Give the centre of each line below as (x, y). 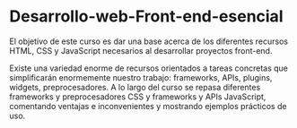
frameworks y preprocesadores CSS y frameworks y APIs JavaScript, (138, 97)
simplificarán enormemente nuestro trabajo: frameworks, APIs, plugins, (141, 77)
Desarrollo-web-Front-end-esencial (146, 17)
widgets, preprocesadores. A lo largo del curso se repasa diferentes (135, 87)
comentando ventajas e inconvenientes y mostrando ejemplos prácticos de (148, 106)
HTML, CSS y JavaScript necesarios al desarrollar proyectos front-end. (141, 50)
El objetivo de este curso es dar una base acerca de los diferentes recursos (149, 41)
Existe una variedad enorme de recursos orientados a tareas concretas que (149, 68)
